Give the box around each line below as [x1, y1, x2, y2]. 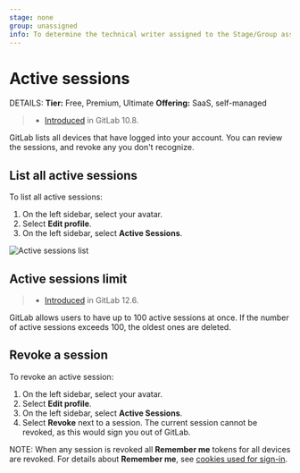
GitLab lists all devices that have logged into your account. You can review [9, 132, 283, 143]
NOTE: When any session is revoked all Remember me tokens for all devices [9, 443, 291, 454]
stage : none [9, 13, 54, 22]
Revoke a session [9, 348, 109, 363]
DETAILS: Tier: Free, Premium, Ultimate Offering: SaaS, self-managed [9, 97, 268, 108]
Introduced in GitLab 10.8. [44, 115, 139, 126]
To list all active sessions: [9, 191, 103, 202]
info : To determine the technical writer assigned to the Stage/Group [9, 30, 278, 38]
